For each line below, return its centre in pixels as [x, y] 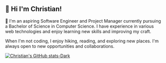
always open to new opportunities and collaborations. [60, 46]
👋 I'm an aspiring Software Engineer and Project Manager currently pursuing [83, 21]
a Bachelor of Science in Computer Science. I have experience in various [80, 26]
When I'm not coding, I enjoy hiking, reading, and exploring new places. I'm [82, 41]
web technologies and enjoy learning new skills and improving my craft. [78, 31]
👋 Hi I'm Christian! [33, 9]
